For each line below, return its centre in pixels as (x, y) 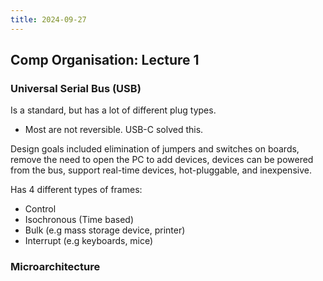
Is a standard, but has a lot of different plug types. (113, 110)
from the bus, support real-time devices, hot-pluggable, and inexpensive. (161, 170)
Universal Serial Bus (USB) (76, 88)
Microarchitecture (55, 267)
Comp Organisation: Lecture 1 (105, 60)
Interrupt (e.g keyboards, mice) (89, 241)
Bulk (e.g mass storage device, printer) (105, 230)
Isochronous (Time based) (79, 220)
